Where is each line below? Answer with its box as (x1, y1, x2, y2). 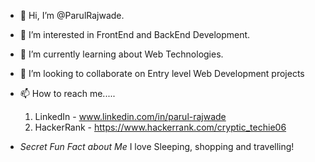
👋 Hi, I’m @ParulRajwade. (19, 10, 125, 21)
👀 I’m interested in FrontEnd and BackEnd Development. (19, 29, 251, 40)
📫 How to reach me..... (19, 88, 116, 99)
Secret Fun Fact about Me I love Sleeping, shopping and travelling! (19, 141, 295, 152)
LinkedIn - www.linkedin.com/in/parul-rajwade (34, 111, 227, 122)
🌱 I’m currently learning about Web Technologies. (19, 48, 224, 60)
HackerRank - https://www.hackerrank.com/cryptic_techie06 (34, 121, 287, 133)
